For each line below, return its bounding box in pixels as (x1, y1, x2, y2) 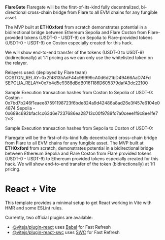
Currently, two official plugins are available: (5, 214, 93, 220)
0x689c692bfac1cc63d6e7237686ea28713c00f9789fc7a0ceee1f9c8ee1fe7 (5, 110, 158, 116)
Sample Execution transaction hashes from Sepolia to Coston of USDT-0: (5, 125, 154, 131)
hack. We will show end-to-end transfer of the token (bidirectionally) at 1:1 (5, 161, 155, 167)
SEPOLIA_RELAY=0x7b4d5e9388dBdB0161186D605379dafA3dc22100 (5, 80, 148, 86)
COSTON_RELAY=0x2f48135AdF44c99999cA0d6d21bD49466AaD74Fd (5, 75, 151, 80)
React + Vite (5, 183, 57, 195)
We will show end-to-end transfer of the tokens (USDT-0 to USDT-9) (5, 49, 144, 55)
